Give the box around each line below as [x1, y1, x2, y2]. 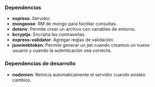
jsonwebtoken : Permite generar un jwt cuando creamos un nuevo [12, 42, 150, 48]
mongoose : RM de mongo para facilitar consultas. [12, 21, 118, 27]
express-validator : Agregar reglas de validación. [12, 37, 115, 43]
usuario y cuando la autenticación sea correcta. [12, 47, 112, 54]
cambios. [12, 77, 31, 83]
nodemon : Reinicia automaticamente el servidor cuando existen [12, 71, 146, 77]
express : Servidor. [12, 16, 51, 22]
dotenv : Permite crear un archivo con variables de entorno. [12, 26, 136, 32]
